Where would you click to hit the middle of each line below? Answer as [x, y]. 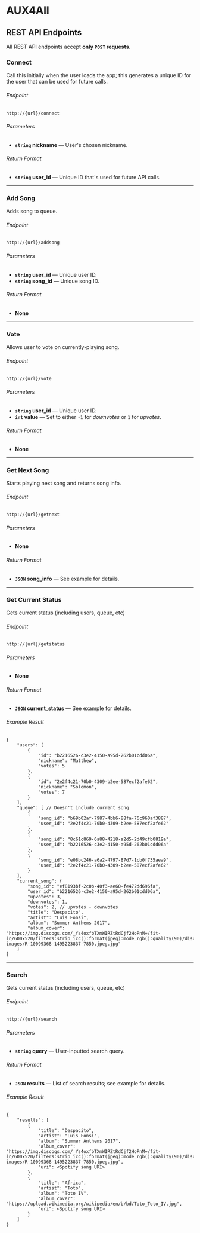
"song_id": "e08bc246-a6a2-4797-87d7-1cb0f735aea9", [104, 860]
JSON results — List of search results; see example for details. [90, 1083]
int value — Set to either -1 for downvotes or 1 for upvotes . [88, 417]
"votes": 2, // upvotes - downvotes [73, 907]
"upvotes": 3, [45, 897]
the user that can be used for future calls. [57, 82]
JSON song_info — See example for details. [67, 579]
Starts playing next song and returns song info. [64, 483]
